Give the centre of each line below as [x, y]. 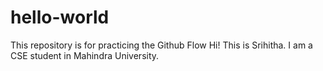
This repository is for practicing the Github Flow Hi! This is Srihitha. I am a [161, 45]
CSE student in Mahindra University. [85, 55]
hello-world [60, 17]
